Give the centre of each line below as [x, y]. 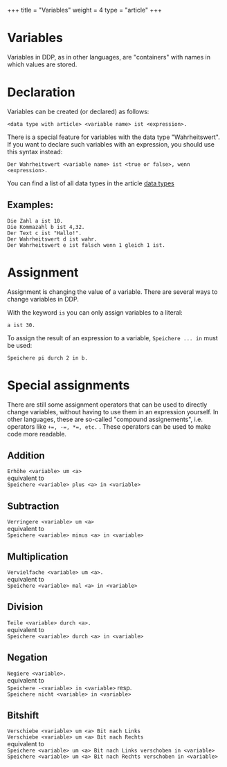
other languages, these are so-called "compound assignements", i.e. [105, 419]
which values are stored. [42, 64]
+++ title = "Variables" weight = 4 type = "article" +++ [85, 10]
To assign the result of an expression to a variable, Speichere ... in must [112, 338]
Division [25, 607]
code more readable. [37, 434]
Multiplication [38, 556]
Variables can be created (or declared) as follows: [78, 111]
